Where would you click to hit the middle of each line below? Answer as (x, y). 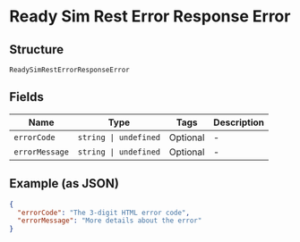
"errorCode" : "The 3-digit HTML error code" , (104, 213)
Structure (37, 50)
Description (239, 122)
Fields (27, 97)
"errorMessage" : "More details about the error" (110, 221)
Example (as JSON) (64, 184)
